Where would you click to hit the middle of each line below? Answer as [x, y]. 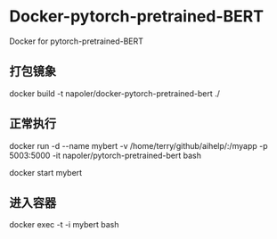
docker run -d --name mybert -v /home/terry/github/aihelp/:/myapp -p [138, 145]
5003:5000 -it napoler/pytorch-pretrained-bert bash [106, 155]
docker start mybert [46, 172]
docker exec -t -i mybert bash [64, 225]
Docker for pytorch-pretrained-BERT [77, 41]
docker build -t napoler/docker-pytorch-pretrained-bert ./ [115, 93]
